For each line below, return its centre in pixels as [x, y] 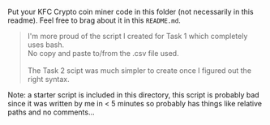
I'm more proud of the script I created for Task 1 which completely [137, 36]
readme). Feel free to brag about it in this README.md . [94, 20]
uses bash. [46, 45]
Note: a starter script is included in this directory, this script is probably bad [134, 95]
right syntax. [48, 79]
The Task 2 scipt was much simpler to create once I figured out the [139, 71]
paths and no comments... [51, 112]
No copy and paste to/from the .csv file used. [103, 53]
